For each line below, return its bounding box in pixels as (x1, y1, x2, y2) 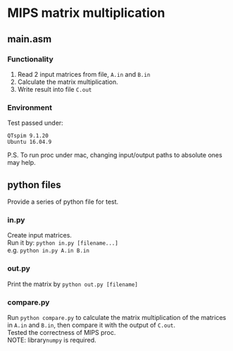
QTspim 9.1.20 (7, 133, 49, 140)
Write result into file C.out (17, 85, 92, 93)
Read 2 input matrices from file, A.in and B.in (17, 70, 151, 78)
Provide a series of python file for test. (7, 197, 119, 206)
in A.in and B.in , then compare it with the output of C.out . (7, 321, 176, 329)
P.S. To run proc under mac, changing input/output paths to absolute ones (7, 151, 223, 159)
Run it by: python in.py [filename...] (7, 238, 118, 247)
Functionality (7, 54, 54, 64)
